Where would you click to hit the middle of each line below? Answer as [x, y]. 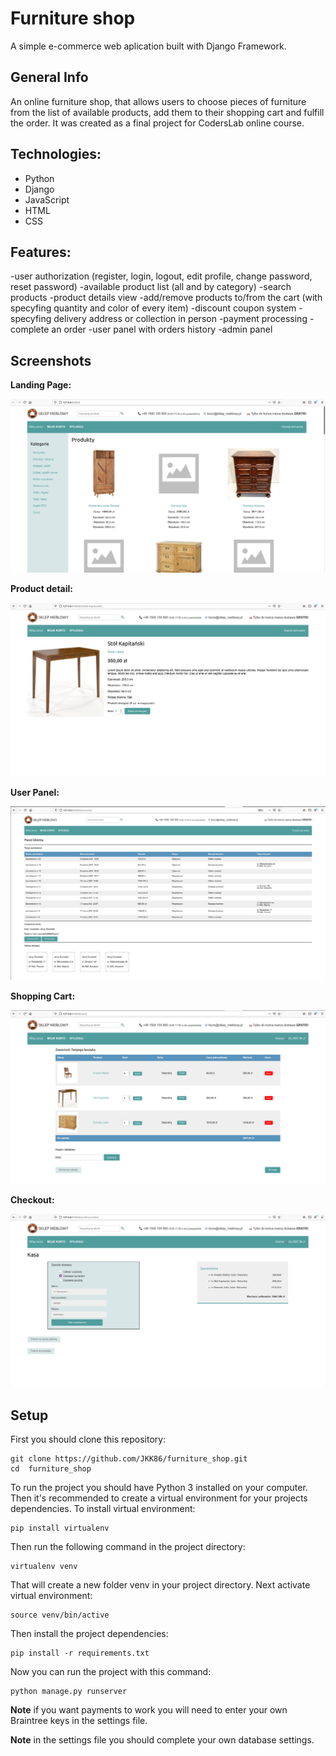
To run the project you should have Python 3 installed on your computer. [159, 1487]
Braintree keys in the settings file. [79, 1720]
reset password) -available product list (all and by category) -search [151, 287]
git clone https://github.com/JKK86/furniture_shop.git [129, 1458]
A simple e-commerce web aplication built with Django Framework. [148, 46]
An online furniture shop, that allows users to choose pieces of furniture [158, 101]
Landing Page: [41, 385]
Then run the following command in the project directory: [128, 1546]
